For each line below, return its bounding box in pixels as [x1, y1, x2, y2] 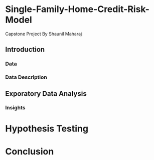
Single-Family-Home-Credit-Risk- [5, 4, 149, 15]
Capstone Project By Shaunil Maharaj [5, 31, 82, 37]
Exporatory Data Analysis [5, 89, 87, 98]
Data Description [5, 74, 48, 81]
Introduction [5, 45, 45, 54]
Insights [5, 104, 26, 111]
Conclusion [5, 145, 54, 157]
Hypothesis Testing [5, 123, 89, 134]
